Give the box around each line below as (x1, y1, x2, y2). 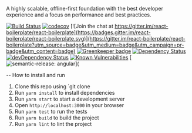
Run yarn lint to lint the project (14, 121, 92, 127)
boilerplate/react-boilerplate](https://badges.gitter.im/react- (6, 29, 151, 36)
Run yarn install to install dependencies (14, 89, 115, 96)
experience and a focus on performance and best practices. (6, 11, 151, 18)
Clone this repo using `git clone (14, 83, 90, 90)
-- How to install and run (6, 72, 66, 78)
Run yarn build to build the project (14, 114, 99, 121)
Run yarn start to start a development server (14, 95, 125, 102)
